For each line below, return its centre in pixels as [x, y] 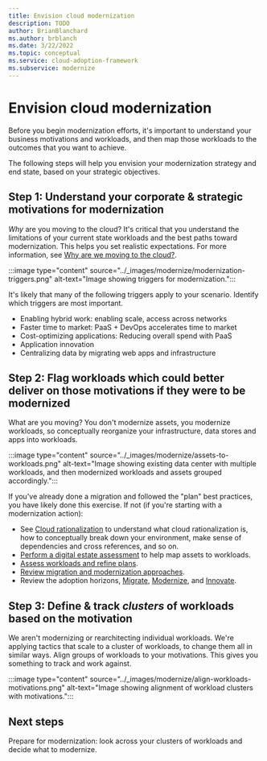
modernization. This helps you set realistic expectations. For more [117, 246]
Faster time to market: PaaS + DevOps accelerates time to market [128, 327]
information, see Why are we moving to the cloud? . [92, 254]
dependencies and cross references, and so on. [99, 546]
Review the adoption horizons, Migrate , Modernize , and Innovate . [128, 581]
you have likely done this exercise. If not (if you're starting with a [115, 505]
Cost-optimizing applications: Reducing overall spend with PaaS [126, 336]
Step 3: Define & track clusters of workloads [121, 606]
